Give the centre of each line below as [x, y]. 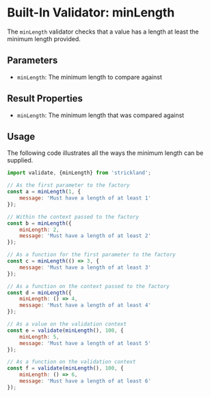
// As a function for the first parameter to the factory [91, 255]
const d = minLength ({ [39, 293]
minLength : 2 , [39, 230]
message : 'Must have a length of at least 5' [86, 343]
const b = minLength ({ [39, 223]
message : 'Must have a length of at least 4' [86, 305]
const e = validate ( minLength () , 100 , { [66, 330]
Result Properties [45, 98]
